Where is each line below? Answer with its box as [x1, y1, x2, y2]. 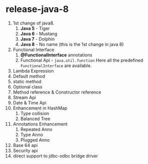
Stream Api [12, 94, 36, 100]
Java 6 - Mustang [20, 30, 57, 36]
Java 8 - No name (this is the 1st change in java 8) [20, 41, 124, 47]
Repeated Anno [20, 126, 53, 132]
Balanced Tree [20, 115, 50, 121]
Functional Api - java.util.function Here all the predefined [20, 57, 143, 63]
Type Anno [20, 131, 43, 137]
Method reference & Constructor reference [12, 89, 101, 95]
